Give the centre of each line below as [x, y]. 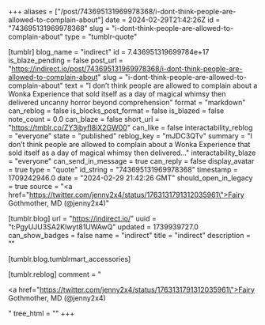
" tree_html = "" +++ [42, 313]
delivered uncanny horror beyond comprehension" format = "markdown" [127, 102]
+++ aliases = [31, 11]
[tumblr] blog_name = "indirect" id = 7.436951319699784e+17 [109, 52]
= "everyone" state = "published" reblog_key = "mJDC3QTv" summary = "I [131, 136]
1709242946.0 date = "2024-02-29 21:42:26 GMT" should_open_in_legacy [131, 178]
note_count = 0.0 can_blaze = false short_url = [84, 119]
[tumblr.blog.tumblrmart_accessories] [70, 259]
